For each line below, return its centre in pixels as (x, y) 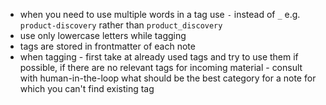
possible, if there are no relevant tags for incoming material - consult (161, 67)
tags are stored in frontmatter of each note (107, 46)
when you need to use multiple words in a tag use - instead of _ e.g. (160, 14)
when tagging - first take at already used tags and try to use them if (159, 57)
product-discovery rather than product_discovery (121, 25)
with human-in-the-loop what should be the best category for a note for (168, 78)
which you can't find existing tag (87, 88)
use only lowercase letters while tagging (103, 35)
